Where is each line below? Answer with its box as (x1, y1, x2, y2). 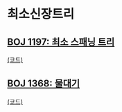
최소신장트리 (7, 6, 75, 22)
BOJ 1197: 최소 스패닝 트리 (7, 36, 115, 48)
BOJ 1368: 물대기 (7, 77, 80, 90)
